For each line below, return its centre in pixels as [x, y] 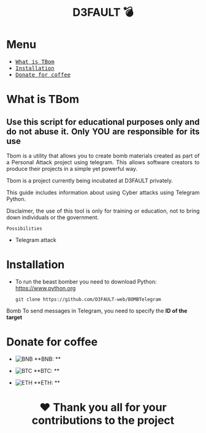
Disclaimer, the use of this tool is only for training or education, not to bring [103, 211]
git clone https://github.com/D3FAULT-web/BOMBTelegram [88, 299]
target [14, 317]
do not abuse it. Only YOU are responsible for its [103, 131]
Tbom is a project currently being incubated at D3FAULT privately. [90, 181]
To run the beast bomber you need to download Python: [86, 282]
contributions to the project [103, 420]
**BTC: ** [47, 371]
